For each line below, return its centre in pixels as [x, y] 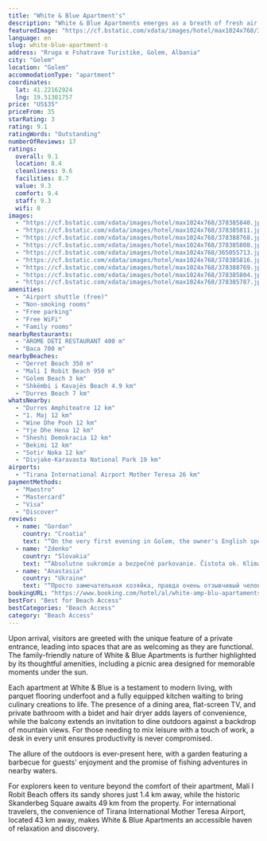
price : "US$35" [33, 104]
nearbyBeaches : [33, 356]
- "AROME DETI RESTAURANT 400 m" [71, 342]
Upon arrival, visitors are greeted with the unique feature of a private [120, 638]
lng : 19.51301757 [44, 97]
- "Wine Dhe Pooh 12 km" [56, 423]
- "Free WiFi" [39, 319]
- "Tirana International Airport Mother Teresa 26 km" [108, 475]
